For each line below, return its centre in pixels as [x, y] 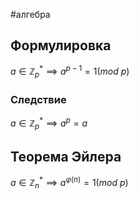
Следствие [38, 100]
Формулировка [61, 45]
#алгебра [30, 14]
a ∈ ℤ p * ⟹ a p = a [49, 123]
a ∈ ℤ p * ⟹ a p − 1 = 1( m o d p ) [70, 72]
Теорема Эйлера [66, 157]
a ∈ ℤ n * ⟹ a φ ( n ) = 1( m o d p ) [69, 183]
